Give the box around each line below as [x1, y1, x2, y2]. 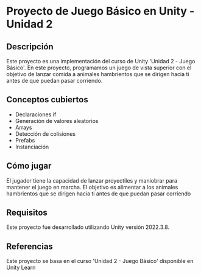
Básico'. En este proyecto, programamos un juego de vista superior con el [6, 64, 192, 71]
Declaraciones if [15, 111, 57, 118]
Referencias [6, 241, 54, 251]
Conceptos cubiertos [6, 94, 88, 105]
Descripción [6, 41, 54, 52]
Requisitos [6, 208, 48, 218]
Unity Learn [6, 264, 36, 272]
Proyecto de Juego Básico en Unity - [6, 4, 195, 18]
